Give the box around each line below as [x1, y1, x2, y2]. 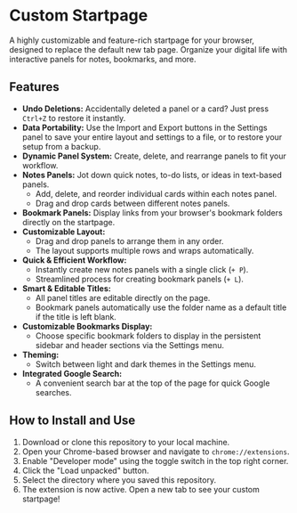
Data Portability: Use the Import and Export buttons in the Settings [21, 122, 269, 133]
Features [9, 79, 60, 94]
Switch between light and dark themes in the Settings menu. [35, 358, 256, 370]
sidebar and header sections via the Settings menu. [35, 339, 225, 350]
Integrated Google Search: [21, 368, 123, 379]
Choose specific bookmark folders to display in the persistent [35, 330, 261, 341]
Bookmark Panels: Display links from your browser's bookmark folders [21, 207, 283, 218]
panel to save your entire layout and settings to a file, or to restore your [21, 131, 283, 142]
